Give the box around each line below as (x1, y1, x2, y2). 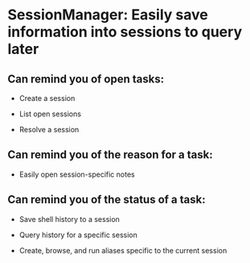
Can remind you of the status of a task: (7, 193, 206, 207)
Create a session (18, 94, 76, 102)
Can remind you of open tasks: (7, 72, 165, 86)
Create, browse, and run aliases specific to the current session (18, 245, 227, 255)
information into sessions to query (7, 23, 243, 41)
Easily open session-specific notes (18, 169, 135, 179)
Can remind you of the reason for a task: (7, 148, 214, 162)
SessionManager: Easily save (7, 6, 208, 24)
